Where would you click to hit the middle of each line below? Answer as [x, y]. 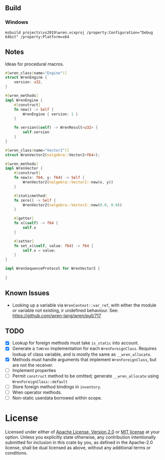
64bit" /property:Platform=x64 [37, 37]
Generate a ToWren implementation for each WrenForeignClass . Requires [84, 349]
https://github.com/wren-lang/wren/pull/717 [57, 316]
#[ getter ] [24, 219]
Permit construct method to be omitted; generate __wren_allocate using [85, 376]
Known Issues [27, 293]
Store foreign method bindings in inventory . [57, 387]
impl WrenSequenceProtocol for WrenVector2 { [52, 269]
